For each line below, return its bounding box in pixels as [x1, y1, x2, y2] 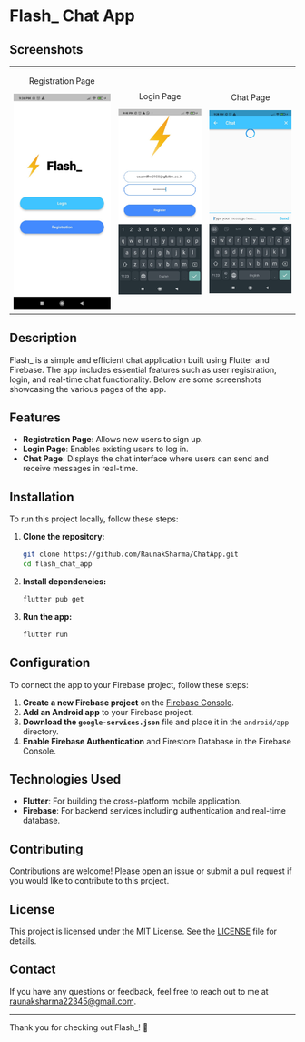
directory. [22, 725, 59, 737]
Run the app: [22, 611, 73, 622]
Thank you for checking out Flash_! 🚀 [9, 1021, 148, 1033]
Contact [9, 962, 56, 977]
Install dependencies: [22, 575, 107, 587]
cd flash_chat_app [22, 560, 93, 569]
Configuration [9, 655, 91, 671]
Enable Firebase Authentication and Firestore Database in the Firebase [22, 735, 292, 746]
